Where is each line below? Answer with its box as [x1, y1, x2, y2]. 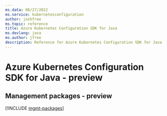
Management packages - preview [5, 92, 112, 100]
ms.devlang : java [5, 30, 41, 35]
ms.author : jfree [5, 35, 41, 40]
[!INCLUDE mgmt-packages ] [5, 105, 64, 111]
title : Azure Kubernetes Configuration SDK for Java [5, 26, 117, 31]
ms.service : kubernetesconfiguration [5, 12, 84, 17]
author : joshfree [5, 16, 41, 21]
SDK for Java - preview [5, 72, 103, 83]
